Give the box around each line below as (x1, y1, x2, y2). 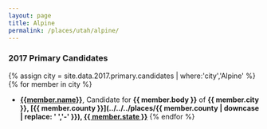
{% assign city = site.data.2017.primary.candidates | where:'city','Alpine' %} (8, 71, 257, 80)
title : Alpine (8, 19, 56, 27)
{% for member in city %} (8, 79, 93, 88)
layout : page (8, 11, 52, 20)
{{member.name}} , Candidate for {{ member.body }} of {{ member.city (19, 95, 259, 104)
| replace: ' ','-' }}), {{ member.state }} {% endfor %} (19, 111, 195, 121)
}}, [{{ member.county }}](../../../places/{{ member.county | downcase (19, 103, 260, 112)
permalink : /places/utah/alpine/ (8, 26, 120, 34)
